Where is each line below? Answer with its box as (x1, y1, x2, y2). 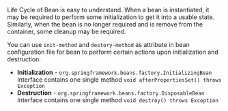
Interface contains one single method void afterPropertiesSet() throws (16, 76, 222, 84)
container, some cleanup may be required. (7, 27, 126, 35)
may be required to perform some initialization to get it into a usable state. (7, 13, 215, 21)
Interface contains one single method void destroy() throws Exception (16, 96, 219, 104)
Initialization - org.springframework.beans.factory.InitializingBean (16, 68, 212, 76)
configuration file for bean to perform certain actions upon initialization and (7, 48, 218, 56)
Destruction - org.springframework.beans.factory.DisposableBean (16, 89, 205, 97)
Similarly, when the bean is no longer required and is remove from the (7, 20, 203, 28)
